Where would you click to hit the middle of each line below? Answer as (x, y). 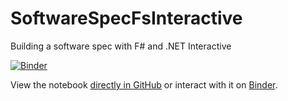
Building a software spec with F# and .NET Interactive (121, 46)
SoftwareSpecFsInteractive (126, 18)
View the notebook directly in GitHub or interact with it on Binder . (144, 84)
